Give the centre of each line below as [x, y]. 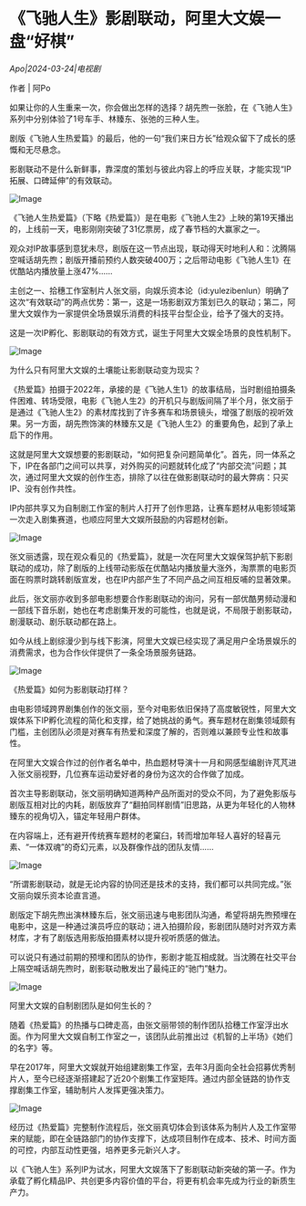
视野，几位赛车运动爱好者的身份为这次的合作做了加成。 [144, 773]
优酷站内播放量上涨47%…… [61, 271]
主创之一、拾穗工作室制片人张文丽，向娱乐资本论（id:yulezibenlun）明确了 [149, 290]
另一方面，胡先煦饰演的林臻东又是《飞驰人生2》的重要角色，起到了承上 [159, 423]
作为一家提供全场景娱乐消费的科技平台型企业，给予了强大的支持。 [164, 313]
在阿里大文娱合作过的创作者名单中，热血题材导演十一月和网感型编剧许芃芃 [149, 762]
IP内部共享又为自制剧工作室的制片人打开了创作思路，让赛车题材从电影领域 [149, 508]
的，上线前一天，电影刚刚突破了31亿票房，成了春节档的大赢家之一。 [138, 228]
